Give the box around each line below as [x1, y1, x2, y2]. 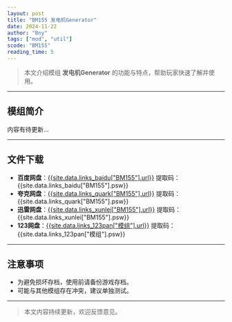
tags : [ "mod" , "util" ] [7, 36, 72, 43]
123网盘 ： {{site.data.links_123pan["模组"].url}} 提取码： [17, 221, 176, 230]
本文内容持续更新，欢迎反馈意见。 [23, 308, 122, 316]
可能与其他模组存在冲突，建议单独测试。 [17, 287, 133, 295]
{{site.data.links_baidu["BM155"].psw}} [17, 181, 129, 190]
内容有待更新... [7, 125, 50, 133]
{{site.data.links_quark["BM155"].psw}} [17, 197, 129, 205]
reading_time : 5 [7, 49, 54, 56]
